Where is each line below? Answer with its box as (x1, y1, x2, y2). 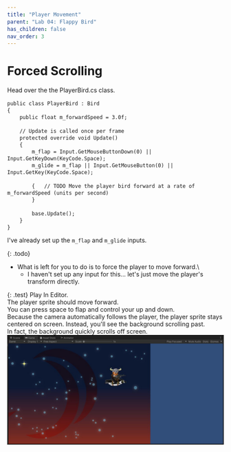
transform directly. (27, 277, 80, 286)
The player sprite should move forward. (7, 298, 119, 306)
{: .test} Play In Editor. (7, 291, 69, 299)
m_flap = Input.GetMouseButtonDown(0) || (32, 149, 153, 155)
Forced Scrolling (7, 63, 103, 79)
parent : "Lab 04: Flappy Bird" (7, 18, 97, 25)
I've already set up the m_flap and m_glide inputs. (7, 236, 147, 244)
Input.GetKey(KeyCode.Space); (7, 169, 94, 176)
